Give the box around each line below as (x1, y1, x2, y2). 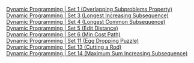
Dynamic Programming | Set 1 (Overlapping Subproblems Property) (6, 6, 173, 12)
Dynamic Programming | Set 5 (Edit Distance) (6, 24, 118, 31)
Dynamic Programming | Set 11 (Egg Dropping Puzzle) (6, 37, 139, 44)
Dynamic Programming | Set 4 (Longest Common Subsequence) (6, 18, 166, 25)
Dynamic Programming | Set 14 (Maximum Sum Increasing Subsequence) (6, 50, 188, 56)
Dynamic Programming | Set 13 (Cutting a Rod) (6, 43, 122, 51)
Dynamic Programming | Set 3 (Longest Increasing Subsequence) (6, 12, 169, 19)
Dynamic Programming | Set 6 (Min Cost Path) (6, 31, 121, 38)
